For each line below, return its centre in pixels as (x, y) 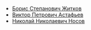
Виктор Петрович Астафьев (48, 15)
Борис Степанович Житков (47, 9)
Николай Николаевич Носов (49, 21)
